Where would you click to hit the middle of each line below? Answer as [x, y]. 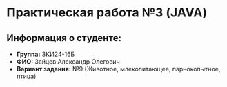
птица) [26, 76]
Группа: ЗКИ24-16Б [46, 54]
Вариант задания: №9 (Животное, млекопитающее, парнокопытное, [118, 69]
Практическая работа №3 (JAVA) [107, 13]
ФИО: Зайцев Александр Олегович [68, 62]
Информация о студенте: [64, 38]
